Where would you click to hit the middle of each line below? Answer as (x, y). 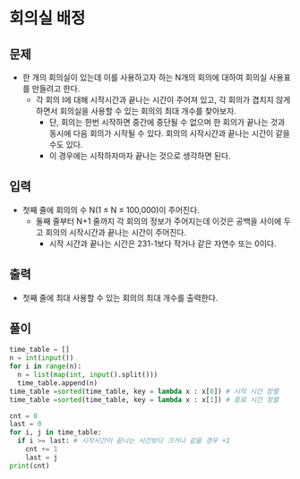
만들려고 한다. (56, 89)
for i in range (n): (46, 367)
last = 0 (26, 424)
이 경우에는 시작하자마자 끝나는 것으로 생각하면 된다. (140, 156)
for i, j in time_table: (56, 432)
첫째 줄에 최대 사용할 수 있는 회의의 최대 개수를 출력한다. (120, 297)
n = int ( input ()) (42, 358)
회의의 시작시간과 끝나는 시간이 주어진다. (116, 232)
